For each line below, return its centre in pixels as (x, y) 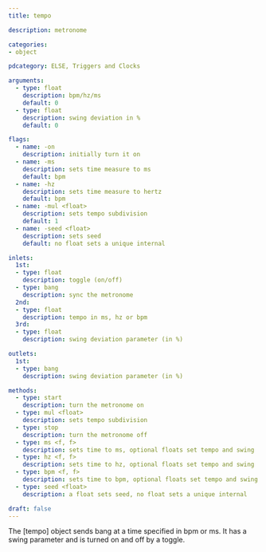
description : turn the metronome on (84, 405)
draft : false (30, 509)
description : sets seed (62, 236)
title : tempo (30, 16)
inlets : (21, 258)
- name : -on (35, 147)
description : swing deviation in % (82, 118)
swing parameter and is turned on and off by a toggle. (97, 540)
